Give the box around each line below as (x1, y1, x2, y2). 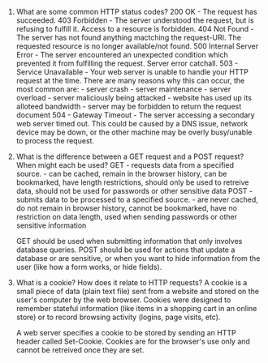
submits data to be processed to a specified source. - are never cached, (15, 194, 258, 204)
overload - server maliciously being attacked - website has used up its (15, 93, 252, 102)
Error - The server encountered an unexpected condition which (15, 50, 229, 59)
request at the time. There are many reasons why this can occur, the (15, 76, 245, 85)
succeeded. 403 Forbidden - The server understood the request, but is (15, 15, 254, 25)
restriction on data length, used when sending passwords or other (15, 212, 238, 221)
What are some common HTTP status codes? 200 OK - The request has (15, 7, 257, 16)
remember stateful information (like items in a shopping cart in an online (15, 304, 257, 313)
